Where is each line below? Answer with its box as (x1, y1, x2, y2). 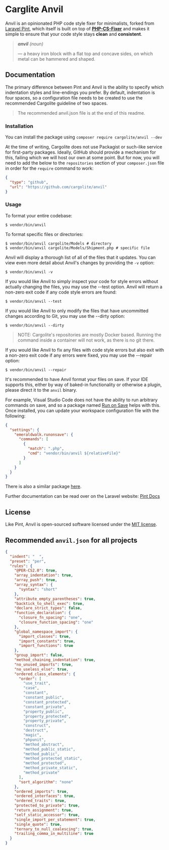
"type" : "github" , (10, 179, 49, 185)
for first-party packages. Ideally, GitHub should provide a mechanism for (5, 149, 156, 155)
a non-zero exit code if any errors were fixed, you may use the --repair (5, 352, 152, 358)
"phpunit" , (23, 737, 46, 742)
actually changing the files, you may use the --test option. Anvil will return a (5, 284, 162, 290)
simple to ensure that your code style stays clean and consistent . (5, 31, 142, 37)
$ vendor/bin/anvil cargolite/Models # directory (5, 241, 112, 246)
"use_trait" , (23, 681, 51, 686)
